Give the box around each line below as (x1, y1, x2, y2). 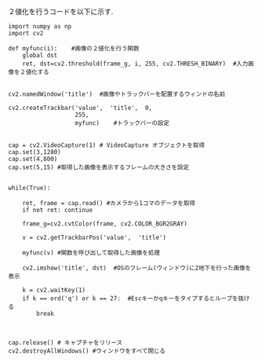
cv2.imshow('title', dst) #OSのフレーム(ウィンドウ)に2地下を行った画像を (22, 264, 252, 272)
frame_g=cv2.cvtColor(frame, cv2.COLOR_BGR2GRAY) (22, 220, 188, 228)
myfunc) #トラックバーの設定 (75, 119, 170, 127)
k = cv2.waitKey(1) (22, 286, 86, 294)
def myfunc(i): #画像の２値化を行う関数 (8, 45, 140, 53)
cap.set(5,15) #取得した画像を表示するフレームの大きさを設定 (8, 163, 190, 171)
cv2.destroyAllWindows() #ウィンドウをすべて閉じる (8, 347, 166, 355)
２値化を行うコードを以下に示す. (8, 7, 114, 16)
